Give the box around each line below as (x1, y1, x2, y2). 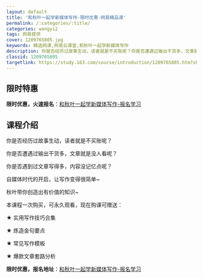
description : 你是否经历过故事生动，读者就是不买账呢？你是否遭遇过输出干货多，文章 (6, 48, 195, 54)
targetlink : (6, 59, 36, 65)
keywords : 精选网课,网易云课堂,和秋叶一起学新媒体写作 (6, 43, 129, 49)
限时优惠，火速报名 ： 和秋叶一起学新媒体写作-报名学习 (6, 100, 141, 108)
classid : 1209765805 (6, 54, 59, 60)
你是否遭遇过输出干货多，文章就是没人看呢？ (6, 150, 118, 157)
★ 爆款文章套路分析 (6, 253, 56, 260)
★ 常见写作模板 (6, 240, 45, 247)
